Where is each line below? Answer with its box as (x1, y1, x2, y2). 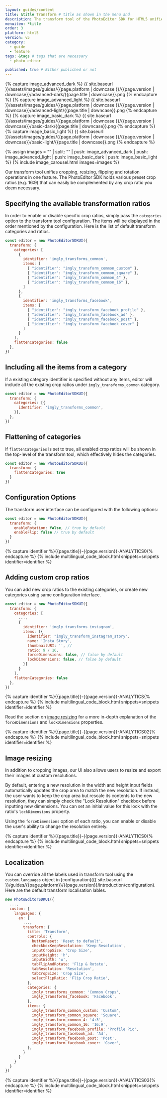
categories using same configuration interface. (5, 591, 101, 598)
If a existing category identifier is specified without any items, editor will (5, 376, 153, 382)
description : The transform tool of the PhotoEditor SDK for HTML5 (5, 16, 148, 21)
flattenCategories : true (14, 470, 66, 475)
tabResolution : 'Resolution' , (31, 966, 94, 971)
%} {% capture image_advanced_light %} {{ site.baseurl (5, 97, 120, 103)
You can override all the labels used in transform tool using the (5, 871, 133, 877)
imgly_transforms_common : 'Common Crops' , (31, 989, 121, 994)
